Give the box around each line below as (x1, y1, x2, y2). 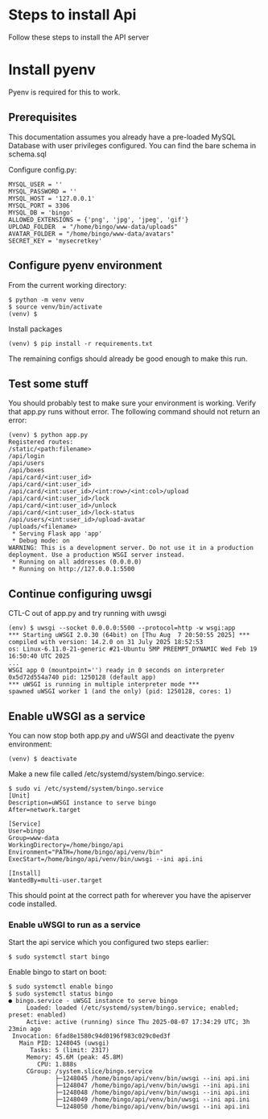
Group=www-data (8, 834, 60, 842)
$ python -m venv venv (8, 296, 85, 304)
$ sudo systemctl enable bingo (8, 983, 113, 991)
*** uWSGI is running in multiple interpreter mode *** (8, 680, 200, 688)
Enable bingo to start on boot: (8, 967, 107, 977)
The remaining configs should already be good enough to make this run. (8, 353, 248, 364)
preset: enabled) (8, 1011, 67, 1019)
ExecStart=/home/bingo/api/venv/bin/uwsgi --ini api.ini (8, 855, 204, 863)
